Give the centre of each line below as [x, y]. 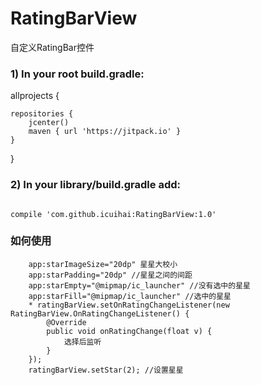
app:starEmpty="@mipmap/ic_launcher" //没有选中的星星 [139, 285]
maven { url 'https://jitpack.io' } [105, 132]
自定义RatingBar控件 [52, 47]
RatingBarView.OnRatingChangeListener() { [100, 313]
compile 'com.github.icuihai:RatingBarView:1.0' [113, 214]
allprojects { [35, 96]
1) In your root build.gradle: [77, 74]
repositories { [42, 114]
